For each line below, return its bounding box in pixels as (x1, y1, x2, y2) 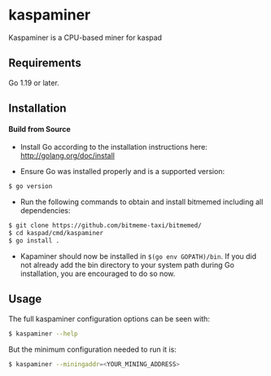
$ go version (8, 182, 53, 190)
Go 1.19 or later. (8, 77, 59, 87)
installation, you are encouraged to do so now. (20, 269, 176, 278)
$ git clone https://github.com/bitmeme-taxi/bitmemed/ (8, 221, 202, 230)
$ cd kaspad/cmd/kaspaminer (8, 230, 104, 238)
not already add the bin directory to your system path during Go (20, 260, 234, 269)
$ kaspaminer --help (8, 330, 79, 338)
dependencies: (20, 206, 71, 216)
